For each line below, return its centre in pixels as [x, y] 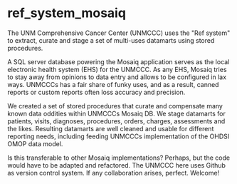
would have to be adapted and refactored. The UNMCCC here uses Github [117, 165]
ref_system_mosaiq [67, 13]
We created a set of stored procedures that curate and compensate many [115, 106]
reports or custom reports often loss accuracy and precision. [96, 92]
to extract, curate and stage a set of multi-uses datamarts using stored [111, 40]
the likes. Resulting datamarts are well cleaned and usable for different [111, 128]
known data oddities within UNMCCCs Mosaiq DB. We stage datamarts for [116, 113]
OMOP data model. [35, 143]
